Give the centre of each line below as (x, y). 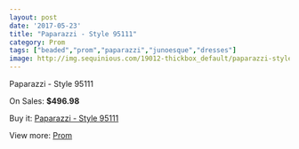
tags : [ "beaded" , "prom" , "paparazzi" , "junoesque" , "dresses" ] (123, 51)
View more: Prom (41, 135)
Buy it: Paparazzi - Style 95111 (64, 118)
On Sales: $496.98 (44, 101)
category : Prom (37, 42)
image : (21, 59)
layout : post (33, 17)
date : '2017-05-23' (45, 26)
